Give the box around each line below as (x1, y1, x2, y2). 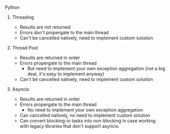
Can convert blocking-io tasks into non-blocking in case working (19, 118, 156, 124)
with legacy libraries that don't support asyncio (19, 123, 119, 129)
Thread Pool (12, 45, 38, 50)
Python (5, 5, 20, 10)
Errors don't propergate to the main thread (19, 30, 109, 35)
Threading (12, 14, 34, 20)
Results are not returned (19, 24, 71, 30)
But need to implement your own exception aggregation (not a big (27, 66, 165, 71)
